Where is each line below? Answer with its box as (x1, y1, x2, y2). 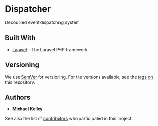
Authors (5, 93, 31, 101)
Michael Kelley (12, 106, 43, 112)
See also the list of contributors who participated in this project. (5, 116, 133, 122)
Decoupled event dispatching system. (5, 20, 81, 25)
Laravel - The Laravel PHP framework (12, 46, 88, 52)
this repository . (5, 79, 36, 85)
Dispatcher (5, 3, 51, 15)
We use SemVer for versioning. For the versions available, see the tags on (5, 74, 153, 80)
